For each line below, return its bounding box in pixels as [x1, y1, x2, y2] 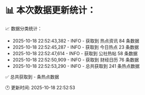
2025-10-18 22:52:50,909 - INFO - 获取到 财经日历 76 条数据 [12, 57, 139, 63]
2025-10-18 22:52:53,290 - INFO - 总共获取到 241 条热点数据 [12, 63, 140, 69]
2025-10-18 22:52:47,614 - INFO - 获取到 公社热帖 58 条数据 [12, 50, 138, 56]
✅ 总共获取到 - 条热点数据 [5, 74, 60, 80]
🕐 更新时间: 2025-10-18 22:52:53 [5, 84, 75, 90]
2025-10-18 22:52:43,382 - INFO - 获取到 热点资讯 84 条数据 [12, 37, 139, 43]
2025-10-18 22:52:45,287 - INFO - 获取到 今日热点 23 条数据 [12, 44, 139, 50]
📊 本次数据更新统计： [5, 5, 96, 16]
